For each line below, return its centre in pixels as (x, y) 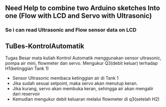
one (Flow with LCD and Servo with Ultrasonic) (79, 16)
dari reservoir (26, 94)
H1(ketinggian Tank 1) (27, 68)
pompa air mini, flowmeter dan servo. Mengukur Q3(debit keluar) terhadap (82, 63)
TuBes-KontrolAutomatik (45, 46)
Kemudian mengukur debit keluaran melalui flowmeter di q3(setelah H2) (86, 99)
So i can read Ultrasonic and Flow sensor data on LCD (71, 30)
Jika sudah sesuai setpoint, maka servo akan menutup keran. (75, 83)
